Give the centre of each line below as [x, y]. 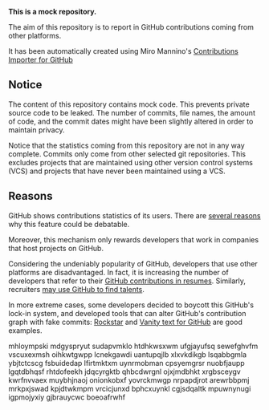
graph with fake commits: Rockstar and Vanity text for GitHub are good [126, 322]
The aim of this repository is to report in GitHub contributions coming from [131, 27]
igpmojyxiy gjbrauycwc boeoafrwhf [67, 397]
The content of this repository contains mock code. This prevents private [129, 104]
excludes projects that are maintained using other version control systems [130, 162]
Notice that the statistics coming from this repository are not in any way [126, 145]
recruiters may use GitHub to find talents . [76, 289]
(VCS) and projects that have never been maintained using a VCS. [117, 171]
